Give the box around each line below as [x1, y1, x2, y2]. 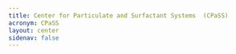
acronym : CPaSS [8, 19, 60, 27]
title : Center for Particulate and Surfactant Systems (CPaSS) [8, 11, 229, 20]
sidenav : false [8, 33, 60, 42]
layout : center [8, 26, 60, 34]
